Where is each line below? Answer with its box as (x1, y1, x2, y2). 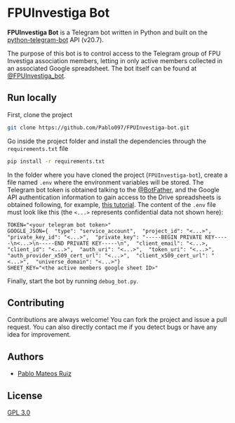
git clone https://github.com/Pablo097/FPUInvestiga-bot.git (7, 124, 190, 131)
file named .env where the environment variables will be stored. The (7, 177, 204, 187)
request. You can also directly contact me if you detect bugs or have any (7, 323, 217, 331)
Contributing (7, 297, 65, 309)
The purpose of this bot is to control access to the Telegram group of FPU (7, 49, 221, 58)
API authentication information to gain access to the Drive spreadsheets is (7, 193, 222, 201)
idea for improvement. (7, 330, 72, 339)
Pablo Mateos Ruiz (17, 370, 72, 378)
